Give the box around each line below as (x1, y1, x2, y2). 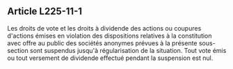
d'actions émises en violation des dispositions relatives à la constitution (7, 31, 212, 40)
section (7, 46, 29, 54)
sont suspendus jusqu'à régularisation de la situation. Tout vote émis (30, 46, 227, 54)
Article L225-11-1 (7, 6, 82, 17)
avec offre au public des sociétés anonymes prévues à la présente (7, 38, 198, 47)
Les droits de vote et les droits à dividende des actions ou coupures (7, 24, 202, 32)
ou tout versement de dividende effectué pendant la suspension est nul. (7, 54, 214, 62)
